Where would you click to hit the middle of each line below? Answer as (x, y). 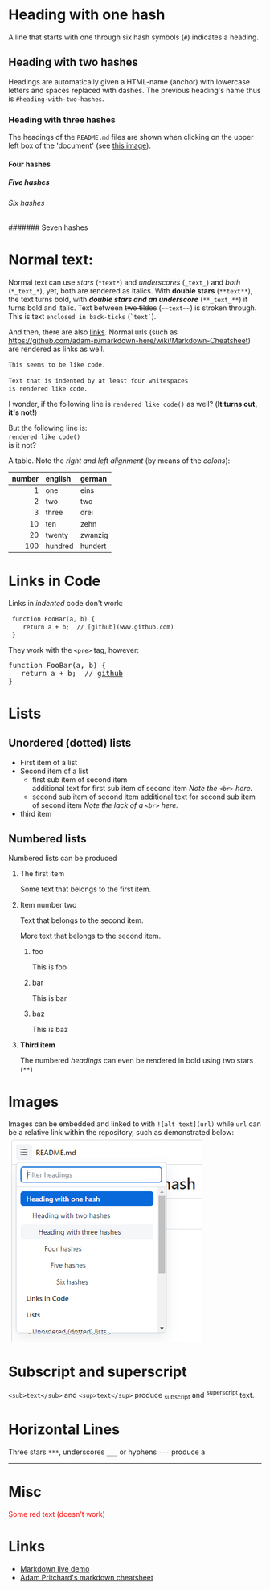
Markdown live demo (55, 1568)
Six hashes (27, 203)
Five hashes (29, 182)
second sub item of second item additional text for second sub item (143, 797)
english (58, 478)
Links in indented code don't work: (65, 603)
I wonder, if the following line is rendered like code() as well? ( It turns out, (133, 404)
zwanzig (94, 535)
